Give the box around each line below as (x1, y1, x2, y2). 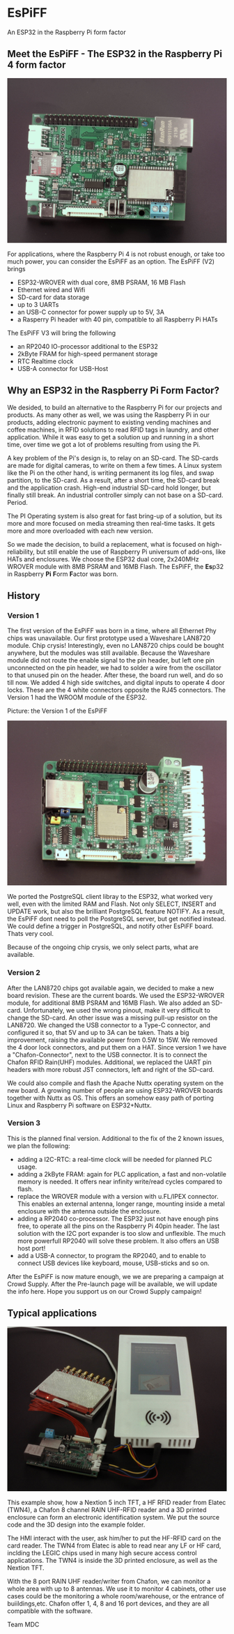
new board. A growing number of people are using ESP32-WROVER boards (7, 1086, 223, 1094)
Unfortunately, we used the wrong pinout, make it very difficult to (23, 1006, 210, 1014)
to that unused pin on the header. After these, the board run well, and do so (7, 671, 224, 679)
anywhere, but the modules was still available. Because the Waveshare (7, 649, 210, 657)
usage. (17, 1163, 38, 1171)
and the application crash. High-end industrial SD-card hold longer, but (7, 483, 211, 492)
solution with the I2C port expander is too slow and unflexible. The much (17, 1229, 226, 1237)
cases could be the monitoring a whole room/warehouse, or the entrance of (7, 1591, 225, 1600)
